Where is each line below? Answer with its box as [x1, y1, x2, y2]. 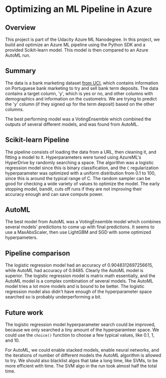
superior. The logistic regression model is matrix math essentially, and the [5, 273, 156, 279]
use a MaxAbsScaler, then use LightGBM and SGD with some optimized [5, 229, 151, 235]
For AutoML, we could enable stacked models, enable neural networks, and [5, 347, 160, 353]
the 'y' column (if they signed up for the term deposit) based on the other [5, 101, 155, 107]
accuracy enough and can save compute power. [5, 191, 104, 197]
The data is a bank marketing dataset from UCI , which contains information [5, 80, 159, 86]
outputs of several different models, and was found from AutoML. [5, 121, 139, 127]
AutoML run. [5, 52, 31, 58]
